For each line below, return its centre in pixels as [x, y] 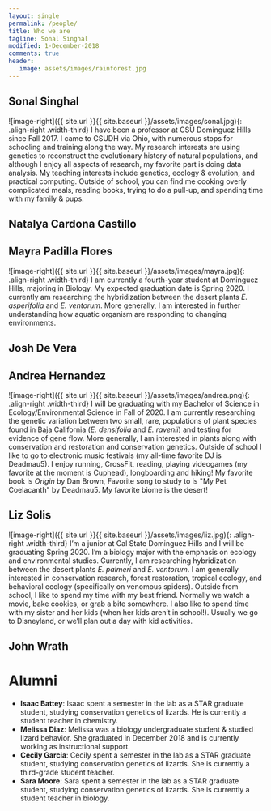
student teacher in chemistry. [69, 721]
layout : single [34, 16]
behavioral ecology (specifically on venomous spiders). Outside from [123, 586]
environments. [32, 322]
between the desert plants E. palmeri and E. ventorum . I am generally [123, 569]
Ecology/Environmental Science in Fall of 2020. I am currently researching [132, 412]
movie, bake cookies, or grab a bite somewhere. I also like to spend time [129, 604]
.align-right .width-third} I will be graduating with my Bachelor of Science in [134, 403]
